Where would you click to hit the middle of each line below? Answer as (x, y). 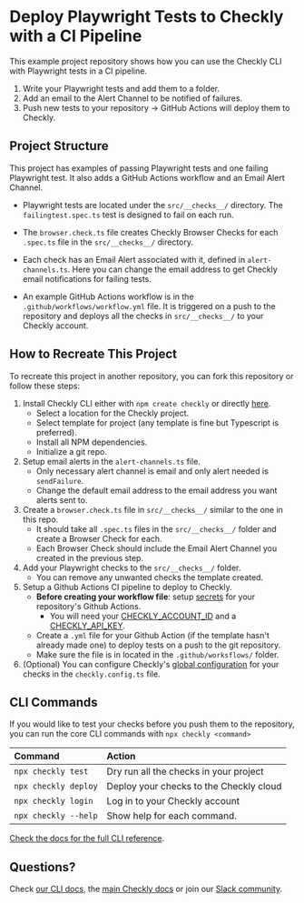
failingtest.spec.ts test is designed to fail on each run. (128, 215)
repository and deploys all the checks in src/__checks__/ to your (143, 316)
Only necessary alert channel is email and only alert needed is (152, 471)
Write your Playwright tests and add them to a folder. (121, 88)
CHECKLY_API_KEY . (87, 626)
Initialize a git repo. (71, 451)
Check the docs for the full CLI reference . (87, 838)
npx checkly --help (56, 816)
